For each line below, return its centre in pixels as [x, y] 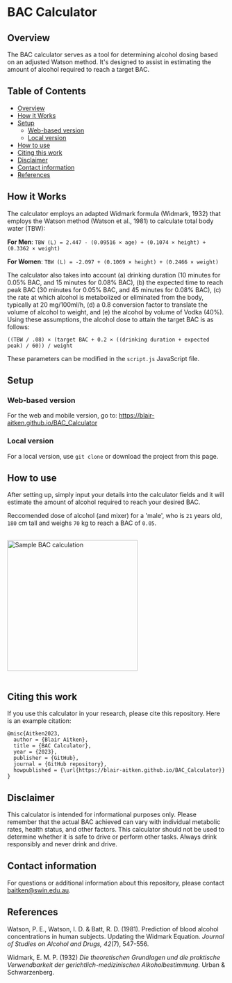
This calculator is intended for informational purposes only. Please [102, 815]
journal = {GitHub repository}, [60, 764]
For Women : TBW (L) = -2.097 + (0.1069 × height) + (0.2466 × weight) [113, 261]
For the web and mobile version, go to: [63, 416]
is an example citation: [39, 721]
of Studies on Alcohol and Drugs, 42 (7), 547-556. [78, 944]
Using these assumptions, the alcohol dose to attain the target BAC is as [110, 319]
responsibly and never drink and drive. [63, 844]
